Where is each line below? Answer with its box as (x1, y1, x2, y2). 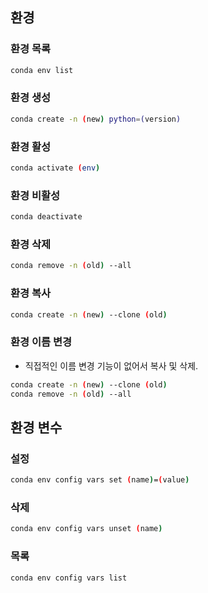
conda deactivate (10, 212, 83, 222)
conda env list (10, 65, 74, 75)
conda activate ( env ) (10, 163, 101, 173)
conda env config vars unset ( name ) (10, 524, 163, 534)
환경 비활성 (10, 188, 61, 202)
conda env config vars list (10, 573, 128, 583)
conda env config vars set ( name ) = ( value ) (10, 475, 190, 485)
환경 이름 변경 (10, 335, 73, 349)
